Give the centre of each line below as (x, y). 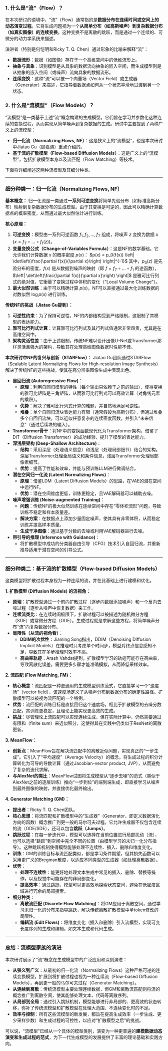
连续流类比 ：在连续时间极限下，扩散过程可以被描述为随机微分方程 (80, 614)
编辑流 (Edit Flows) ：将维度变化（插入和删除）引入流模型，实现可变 (90, 922)
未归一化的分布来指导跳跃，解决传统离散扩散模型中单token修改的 (91, 910)
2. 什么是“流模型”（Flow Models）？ (50, 105)
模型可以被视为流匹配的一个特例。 (52, 698)
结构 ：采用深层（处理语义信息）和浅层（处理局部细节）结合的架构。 (90, 450)
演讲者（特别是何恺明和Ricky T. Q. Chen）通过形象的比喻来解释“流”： (77, 49)
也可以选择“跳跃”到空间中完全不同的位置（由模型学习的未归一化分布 (82, 841)
